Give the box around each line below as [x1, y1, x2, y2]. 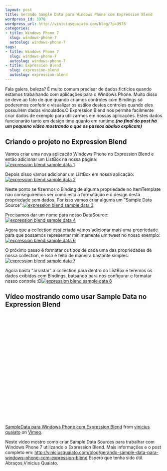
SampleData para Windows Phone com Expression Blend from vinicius [5, 424, 150, 430]
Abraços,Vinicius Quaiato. [5, 460, 58, 466]
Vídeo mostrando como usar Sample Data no [5, 293, 147, 301]
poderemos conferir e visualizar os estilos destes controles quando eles [5, 102, 153, 108]
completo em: [5, 449, 34, 455]
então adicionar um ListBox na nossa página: [5, 156, 97, 162]
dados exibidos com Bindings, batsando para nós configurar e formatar [5, 273, 152, 279]
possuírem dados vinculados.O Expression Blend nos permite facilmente [5, 107, 154, 113]
